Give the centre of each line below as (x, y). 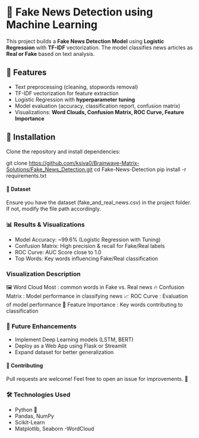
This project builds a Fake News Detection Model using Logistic (85, 41)
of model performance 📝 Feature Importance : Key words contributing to (94, 305)
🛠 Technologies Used (38, 395)
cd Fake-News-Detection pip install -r (140, 169)
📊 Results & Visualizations (45, 224)
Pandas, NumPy (34, 416)
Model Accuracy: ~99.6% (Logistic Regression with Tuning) (88, 240)
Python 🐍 (26, 410)
